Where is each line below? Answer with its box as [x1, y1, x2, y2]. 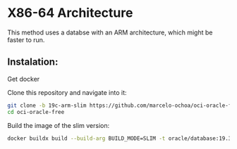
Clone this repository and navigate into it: [7, 88, 127, 96]
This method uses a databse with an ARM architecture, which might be [7, 28, 213, 37]
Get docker [7, 74, 40, 83]
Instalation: [7, 56, 59, 68]
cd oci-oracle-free [7, 108, 65, 115]
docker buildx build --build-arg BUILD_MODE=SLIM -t [7, 135, 166, 142]
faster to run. [7, 35, 45, 44]
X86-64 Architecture [7, 5, 133, 21]
